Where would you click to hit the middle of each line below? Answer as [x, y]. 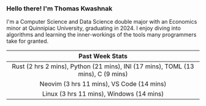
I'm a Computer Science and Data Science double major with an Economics [102, 22]
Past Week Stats [103, 56]
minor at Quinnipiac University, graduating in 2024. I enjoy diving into [93, 28]
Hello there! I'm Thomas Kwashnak [59, 9]
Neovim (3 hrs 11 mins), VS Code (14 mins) [103, 84]
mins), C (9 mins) [103, 74]
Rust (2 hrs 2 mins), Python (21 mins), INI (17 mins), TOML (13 [103, 66]
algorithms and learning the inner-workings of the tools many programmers [101, 35]
